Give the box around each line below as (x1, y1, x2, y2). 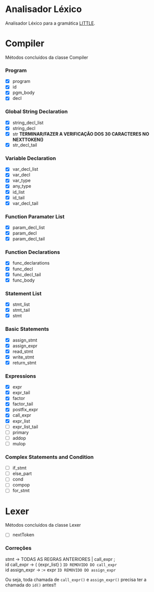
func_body (12, 277, 35, 283)
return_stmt (12, 360, 37, 366)
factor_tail (12, 401, 34, 407)
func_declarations (12, 260, 50, 266)
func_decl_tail (12, 271, 41, 277)
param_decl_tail (12, 236, 45, 242)
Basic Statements (5, 325, 49, 332)
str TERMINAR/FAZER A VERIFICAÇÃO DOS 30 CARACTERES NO (12, 131, 149, 137)
